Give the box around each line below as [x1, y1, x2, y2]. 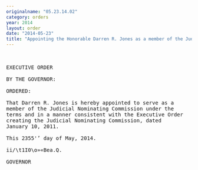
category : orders [6, 14, 49, 20]
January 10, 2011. [6, 123, 60, 130]
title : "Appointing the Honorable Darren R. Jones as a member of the [6, 36, 183, 42]
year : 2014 [6, 19, 33, 25]
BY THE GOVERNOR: [6, 76, 56, 83]
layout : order [6, 25, 41, 31]
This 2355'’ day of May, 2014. [6, 135, 97, 142]
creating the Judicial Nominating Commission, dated [6, 117, 162, 124]
